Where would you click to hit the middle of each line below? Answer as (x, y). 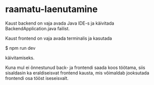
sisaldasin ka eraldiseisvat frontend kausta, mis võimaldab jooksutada (77, 73)
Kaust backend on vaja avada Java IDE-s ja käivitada (60, 23)
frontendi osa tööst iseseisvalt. (37, 78)
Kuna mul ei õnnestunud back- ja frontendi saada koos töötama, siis (75, 67)
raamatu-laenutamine (51, 9)
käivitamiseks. (20, 58)
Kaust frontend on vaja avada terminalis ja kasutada (59, 38)
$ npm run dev (21, 48)
